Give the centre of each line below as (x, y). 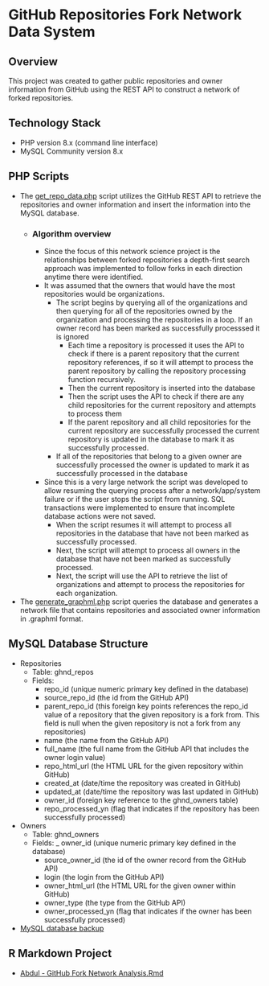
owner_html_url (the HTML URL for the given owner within (140, 885)
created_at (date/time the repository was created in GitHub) (143, 783)
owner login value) (75, 757)
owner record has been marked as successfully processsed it (158, 328)
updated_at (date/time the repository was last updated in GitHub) (151, 791)
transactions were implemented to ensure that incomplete (139, 507)
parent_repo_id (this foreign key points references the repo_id (146, 706)
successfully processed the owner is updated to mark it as (153, 465)
